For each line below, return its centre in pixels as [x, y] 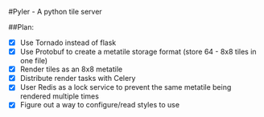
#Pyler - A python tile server [55, 12]
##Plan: [21, 27]
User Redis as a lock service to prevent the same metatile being [126, 87]
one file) [34, 61]
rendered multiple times [59, 96]
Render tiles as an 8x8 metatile [71, 69]
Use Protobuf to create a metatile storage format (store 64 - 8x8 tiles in [138, 52]
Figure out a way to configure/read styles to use [99, 105]
